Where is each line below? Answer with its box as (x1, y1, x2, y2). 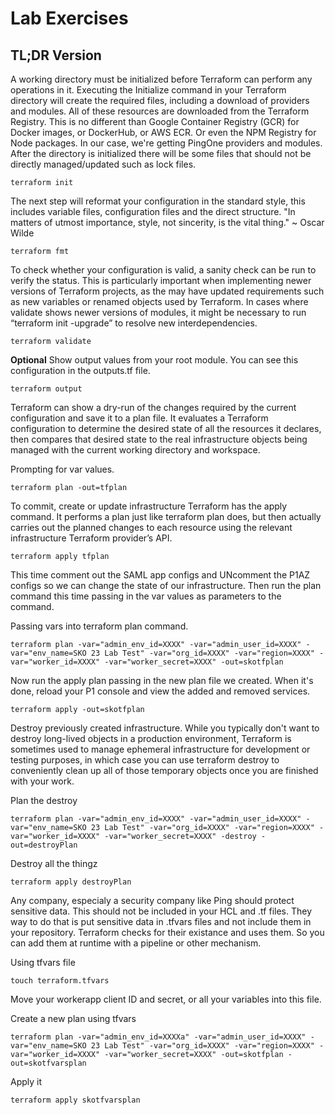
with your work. (10, 775, 75, 787)
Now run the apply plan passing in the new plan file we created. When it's (10, 675, 314, 686)
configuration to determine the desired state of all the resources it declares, (10, 423, 322, 434)
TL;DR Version (10, 47, 102, 64)
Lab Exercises (10, 7, 129, 30)
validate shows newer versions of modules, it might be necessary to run (10, 307, 307, 318)
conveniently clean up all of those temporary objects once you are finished (10, 765, 319, 776)
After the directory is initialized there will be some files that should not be (10, 148, 312, 159)
